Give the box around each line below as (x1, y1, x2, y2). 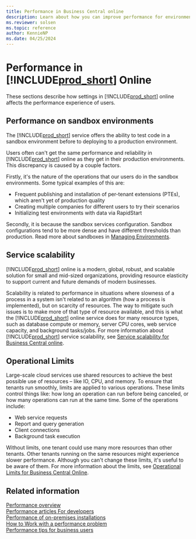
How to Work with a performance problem (6, 520, 107, 527)
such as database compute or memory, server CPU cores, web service (6, 320, 177, 328)
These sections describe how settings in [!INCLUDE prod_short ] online (6, 93, 174, 100)
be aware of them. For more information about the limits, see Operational (6, 463, 181, 470)
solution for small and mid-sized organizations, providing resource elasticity (6, 272, 188, 279)
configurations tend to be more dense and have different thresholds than (6, 227, 181, 234)
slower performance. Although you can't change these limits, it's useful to (6, 456, 184, 463)
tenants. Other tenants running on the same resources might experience (6, 451, 180, 458)
